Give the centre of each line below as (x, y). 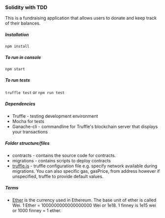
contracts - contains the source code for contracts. (64, 156)
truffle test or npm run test (35, 93)
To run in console (23, 57)
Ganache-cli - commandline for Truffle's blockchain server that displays (85, 126)
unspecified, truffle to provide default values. (58, 177)
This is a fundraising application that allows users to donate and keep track (81, 18)
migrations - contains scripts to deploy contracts (61, 161)
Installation (17, 34)
